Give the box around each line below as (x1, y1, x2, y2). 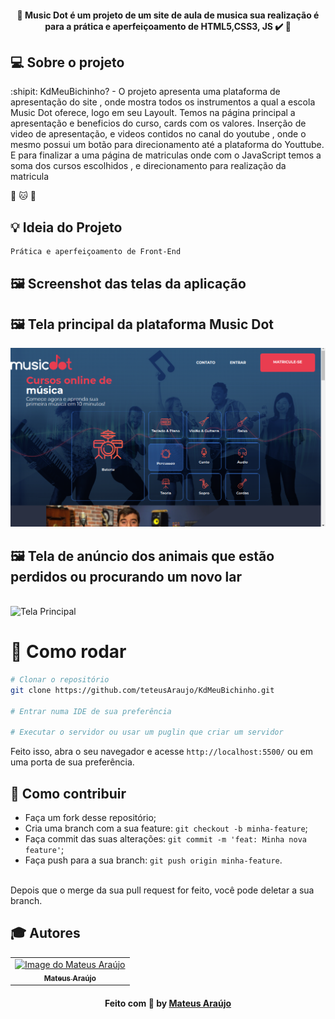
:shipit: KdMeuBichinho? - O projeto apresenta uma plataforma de (10, 86, 281, 98)
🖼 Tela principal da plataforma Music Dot (10, 316, 275, 333)
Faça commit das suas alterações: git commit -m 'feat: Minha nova (24, 833, 307, 845)
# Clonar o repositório (10, 675, 110, 685)
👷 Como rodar (10, 641, 127, 663)
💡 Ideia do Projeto (10, 219, 123, 236)
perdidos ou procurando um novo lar (10, 568, 242, 585)
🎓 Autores (10, 925, 81, 942)
